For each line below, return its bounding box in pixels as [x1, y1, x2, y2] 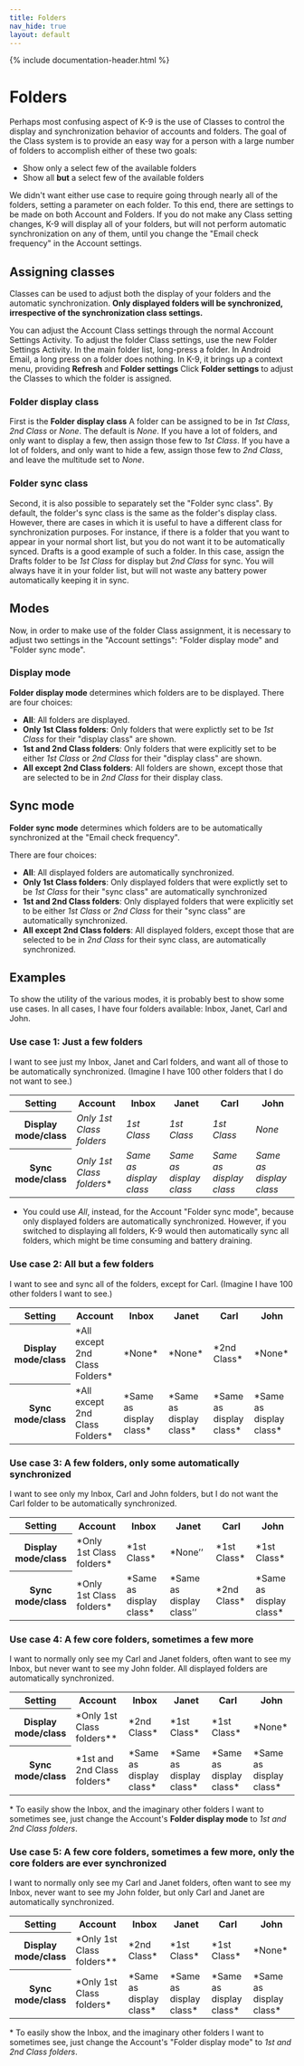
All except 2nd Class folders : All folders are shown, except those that [22, 762, 283, 773]
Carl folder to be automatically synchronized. [9, 1498, 177, 1509]
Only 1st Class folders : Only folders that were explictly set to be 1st [22, 724, 274, 734]
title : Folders [9, 13, 67, 23]
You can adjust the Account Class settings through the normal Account [9, 325, 274, 336]
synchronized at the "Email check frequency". [9, 831, 180, 842]
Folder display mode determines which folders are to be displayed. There [9, 687, 285, 697]
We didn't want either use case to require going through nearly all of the [9, 190, 279, 201]
